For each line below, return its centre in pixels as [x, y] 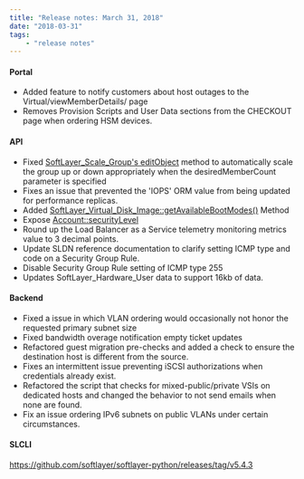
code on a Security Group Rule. [81, 258]
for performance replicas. [70, 200]
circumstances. [51, 424]
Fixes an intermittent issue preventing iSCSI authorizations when [142, 366]
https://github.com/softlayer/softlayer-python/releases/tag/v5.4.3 [131, 465]
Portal [21, 72]
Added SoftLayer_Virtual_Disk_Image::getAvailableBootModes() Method [156, 210]
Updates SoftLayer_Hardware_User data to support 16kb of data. [143, 277]
